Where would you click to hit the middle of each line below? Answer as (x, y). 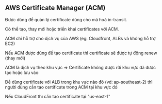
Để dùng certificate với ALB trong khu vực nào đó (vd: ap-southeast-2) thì (79, 82)
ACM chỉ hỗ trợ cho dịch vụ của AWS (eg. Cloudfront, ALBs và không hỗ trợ (81, 38)
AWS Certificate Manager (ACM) (55, 8)
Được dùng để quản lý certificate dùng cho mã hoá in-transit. (66, 19)
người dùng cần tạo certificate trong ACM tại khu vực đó (61, 87)
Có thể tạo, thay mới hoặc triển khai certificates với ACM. (62, 29)
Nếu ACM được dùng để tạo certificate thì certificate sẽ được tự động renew (81, 53)
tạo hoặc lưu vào (22, 73)
